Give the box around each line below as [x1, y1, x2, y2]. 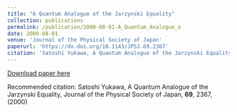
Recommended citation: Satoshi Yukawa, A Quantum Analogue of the [7, 82, 209, 91]
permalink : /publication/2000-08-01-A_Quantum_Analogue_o [7, 23, 181, 30]
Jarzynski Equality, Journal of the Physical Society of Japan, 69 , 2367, [7, 89, 213, 99]
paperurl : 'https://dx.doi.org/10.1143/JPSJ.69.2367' [7, 43, 169, 50]
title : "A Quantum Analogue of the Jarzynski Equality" [7, 10, 175, 18]
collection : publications [7, 17, 83, 24]
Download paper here [7, 68, 71, 77]
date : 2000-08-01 [7, 30, 59, 37]
